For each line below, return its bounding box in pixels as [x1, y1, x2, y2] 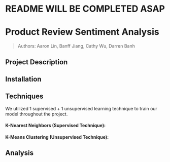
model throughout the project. [5, 111, 68, 117]
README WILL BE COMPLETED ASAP [5, 3, 165, 15]
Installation [5, 74, 42, 84]
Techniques [5, 92, 44, 101]
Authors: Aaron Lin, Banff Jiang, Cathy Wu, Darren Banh [17, 43, 135, 49]
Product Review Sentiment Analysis [5, 26, 159, 38]
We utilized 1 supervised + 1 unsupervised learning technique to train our [5, 105, 157, 111]
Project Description [5, 58, 68, 66]
